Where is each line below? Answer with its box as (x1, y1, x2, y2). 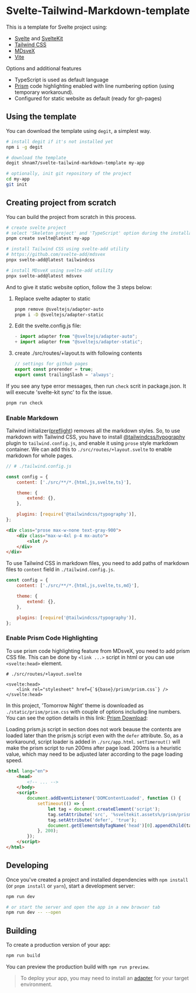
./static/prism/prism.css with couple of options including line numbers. (6, 708, 182, 715)
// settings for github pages (14, 361, 89, 367)
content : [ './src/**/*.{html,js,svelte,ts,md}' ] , (16, 583, 140, 589)
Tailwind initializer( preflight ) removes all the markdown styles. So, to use (6, 427, 180, 434)
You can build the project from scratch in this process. (6, 213, 136, 220)
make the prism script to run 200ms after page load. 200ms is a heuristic (6, 744, 182, 751)
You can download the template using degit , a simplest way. (6, 127, 152, 134)
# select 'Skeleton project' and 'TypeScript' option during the (6, 230, 168, 236)
